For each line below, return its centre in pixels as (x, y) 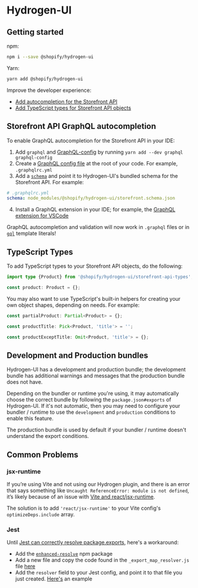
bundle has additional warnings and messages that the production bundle (96, 376)
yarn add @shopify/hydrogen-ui (45, 79)
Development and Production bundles (78, 355)
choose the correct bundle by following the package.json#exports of (89, 400)
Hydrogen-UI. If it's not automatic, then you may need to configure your (94, 406)
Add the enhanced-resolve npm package (64, 554)
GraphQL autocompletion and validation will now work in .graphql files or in (98, 227)
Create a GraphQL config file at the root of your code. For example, (96, 163)
